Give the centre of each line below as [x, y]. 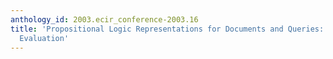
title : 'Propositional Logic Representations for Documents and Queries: [167, 29]
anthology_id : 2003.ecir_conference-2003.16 [104, 19]
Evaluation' [44, 38]
